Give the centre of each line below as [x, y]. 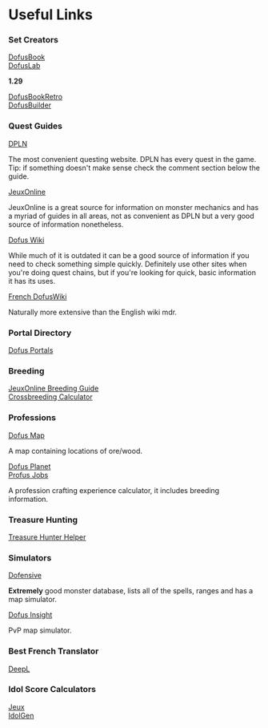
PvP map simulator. [40, 630]
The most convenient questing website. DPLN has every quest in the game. [132, 159]
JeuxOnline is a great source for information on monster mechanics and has [134, 207]
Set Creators [33, 40]
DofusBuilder [30, 105]
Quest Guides [35, 126]
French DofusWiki [38, 296]
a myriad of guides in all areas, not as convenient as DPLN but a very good [131, 216]
